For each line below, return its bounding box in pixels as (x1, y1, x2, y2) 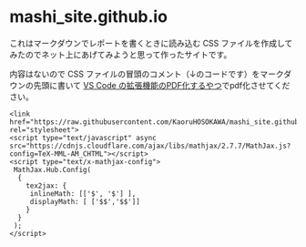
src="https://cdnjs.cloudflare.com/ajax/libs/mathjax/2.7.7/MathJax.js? (9, 141, 291, 150)
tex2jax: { (25, 180, 67, 190)
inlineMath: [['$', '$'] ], (29, 189, 137, 198)
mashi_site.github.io (9, 6, 168, 27)
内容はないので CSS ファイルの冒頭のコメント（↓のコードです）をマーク (9, 68, 284, 79)
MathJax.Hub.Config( (13, 165, 92, 174)
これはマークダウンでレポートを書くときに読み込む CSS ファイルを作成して (9, 37, 293, 48)
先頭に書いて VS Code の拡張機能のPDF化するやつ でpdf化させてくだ (33, 79, 291, 90)
